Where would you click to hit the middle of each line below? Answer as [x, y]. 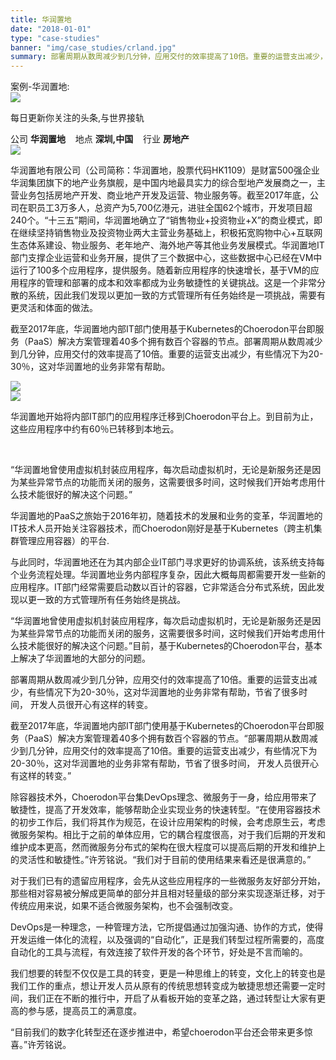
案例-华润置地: [40, 87]
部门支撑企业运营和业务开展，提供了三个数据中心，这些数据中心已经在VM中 [166, 258]
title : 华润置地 [41, 19]
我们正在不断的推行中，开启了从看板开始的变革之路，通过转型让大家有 [172, 998]
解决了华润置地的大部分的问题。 [84, 658]
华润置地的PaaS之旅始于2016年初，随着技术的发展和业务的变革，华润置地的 [166, 516]
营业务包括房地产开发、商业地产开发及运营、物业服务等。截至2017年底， [160, 195]
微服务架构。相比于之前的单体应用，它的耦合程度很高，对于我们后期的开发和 [168, 835]
